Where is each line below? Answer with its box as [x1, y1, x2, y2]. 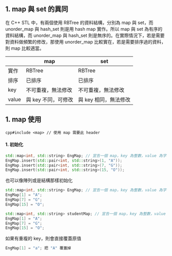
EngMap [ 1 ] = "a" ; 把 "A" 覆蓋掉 [5, 246, 72, 251]
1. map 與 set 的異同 [5, 5, 68, 14]
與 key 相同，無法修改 [78, 96, 131, 103]
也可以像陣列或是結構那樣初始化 [5, 178, 73, 184]
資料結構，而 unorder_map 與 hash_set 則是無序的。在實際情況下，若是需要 [5, 32, 165, 38]
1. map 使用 [5, 115, 41, 124]
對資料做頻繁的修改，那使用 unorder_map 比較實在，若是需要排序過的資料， [5, 38, 166, 45]
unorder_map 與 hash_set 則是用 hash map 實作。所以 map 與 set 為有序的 [5, 26, 163, 32]
